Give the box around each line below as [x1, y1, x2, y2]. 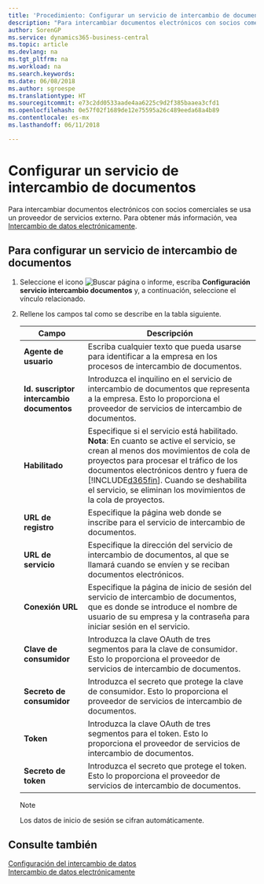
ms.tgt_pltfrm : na [8, 56, 68, 64]
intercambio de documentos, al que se [87, 549, 229, 560]
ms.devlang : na [8, 48, 58, 56]
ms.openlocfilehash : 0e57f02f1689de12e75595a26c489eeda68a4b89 [8, 107, 220, 115]
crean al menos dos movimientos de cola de [87, 445, 251, 456]
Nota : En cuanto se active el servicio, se [87, 435, 236, 446]
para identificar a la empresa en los [87, 350, 218, 361]
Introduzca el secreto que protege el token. [87, 760, 247, 771]
